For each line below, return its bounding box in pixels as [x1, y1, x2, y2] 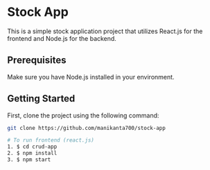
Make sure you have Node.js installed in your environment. [7, 73, 175, 81]
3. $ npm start [7, 156, 51, 163]
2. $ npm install [7, 150, 58, 157]
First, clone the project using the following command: [7, 111, 159, 120]
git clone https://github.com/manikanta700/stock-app [7, 124, 166, 131]
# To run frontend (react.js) [7, 137, 95, 144]
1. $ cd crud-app [7, 143, 58, 151]
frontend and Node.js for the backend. [7, 34, 116, 42]
